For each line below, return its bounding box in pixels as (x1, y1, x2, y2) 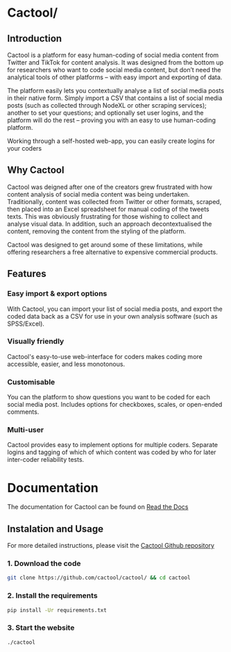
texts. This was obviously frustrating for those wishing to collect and (7, 212, 203, 220)
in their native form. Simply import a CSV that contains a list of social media (7, 94, 223, 102)
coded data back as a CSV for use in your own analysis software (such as (7, 312, 218, 320)
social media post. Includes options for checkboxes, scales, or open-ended (7, 401, 223, 409)
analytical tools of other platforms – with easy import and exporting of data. (7, 73, 223, 81)
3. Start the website (7, 623, 75, 633)
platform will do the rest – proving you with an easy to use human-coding (7, 116, 216, 124)
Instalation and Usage (7, 523, 104, 535)
